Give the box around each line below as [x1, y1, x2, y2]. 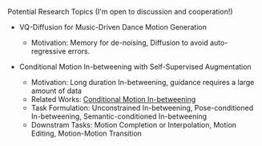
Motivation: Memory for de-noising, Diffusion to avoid [30, 38, 209, 47]
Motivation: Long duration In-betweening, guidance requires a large [30, 78, 255, 87]
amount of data [30, 86, 82, 95]
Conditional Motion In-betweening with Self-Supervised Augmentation [18, 62, 252, 71]
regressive [30, 47, 67, 55]
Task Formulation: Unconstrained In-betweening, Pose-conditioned [30, 103, 254, 112]
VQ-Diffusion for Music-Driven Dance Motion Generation [18, 22, 208, 31]
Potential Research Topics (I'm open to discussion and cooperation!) [7, 7, 233, 16]
